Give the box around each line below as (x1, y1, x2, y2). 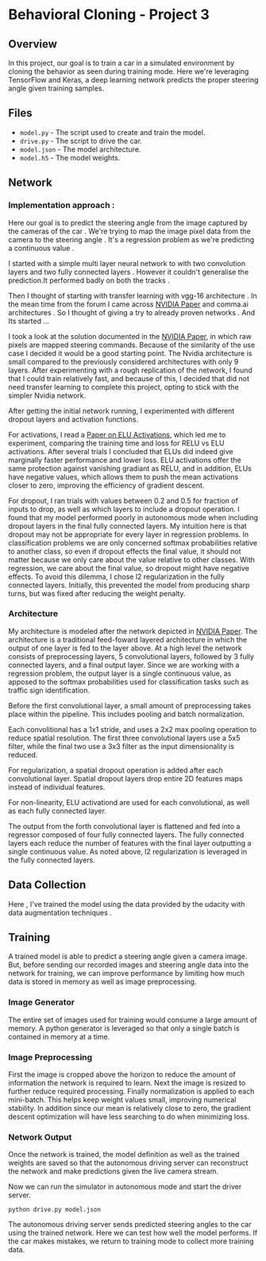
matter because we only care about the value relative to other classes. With (8, 554, 256, 565)
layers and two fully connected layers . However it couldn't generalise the (8, 267, 249, 276)
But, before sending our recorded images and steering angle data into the (8, 960, 249, 970)
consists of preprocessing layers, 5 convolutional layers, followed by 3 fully (8, 651, 254, 661)
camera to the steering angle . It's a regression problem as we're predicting (8, 234, 255, 244)
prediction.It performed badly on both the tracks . (8, 276, 171, 285)
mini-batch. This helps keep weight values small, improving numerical (8, 1095, 237, 1105)
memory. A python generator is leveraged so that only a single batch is (8, 1023, 240, 1033)
